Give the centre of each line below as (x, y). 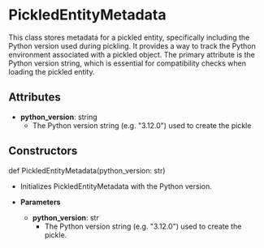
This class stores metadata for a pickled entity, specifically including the (129, 37)
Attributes (35, 98)
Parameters (40, 202)
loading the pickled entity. (52, 71)
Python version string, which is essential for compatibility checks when (127, 63)
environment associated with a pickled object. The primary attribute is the (132, 54)
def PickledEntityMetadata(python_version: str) (87, 170)
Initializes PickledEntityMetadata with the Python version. (116, 186)
